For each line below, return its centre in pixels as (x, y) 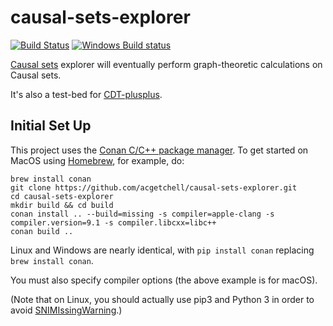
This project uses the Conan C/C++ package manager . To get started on (159, 150)
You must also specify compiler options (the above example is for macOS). (164, 280)
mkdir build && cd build (62, 205)
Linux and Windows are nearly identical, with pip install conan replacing (162, 250)
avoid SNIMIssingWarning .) (66, 310)
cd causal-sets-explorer (62, 196)
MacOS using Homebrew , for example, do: (97, 160)
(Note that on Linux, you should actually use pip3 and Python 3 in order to (162, 299)
